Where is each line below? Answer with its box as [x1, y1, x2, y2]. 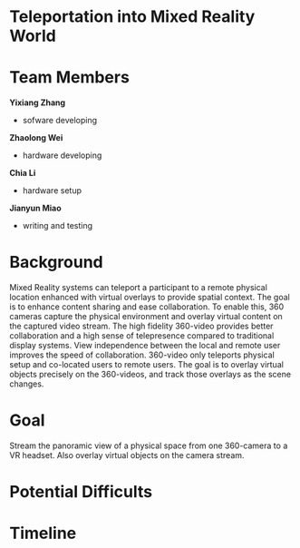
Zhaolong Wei [9, 132, 63, 143]
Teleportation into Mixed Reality [9, 6, 256, 27]
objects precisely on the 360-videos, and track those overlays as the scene [9, 369, 292, 380]
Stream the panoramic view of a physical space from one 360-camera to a [9, 440, 288, 451]
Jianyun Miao [9, 202, 62, 214]
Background [9, 252, 103, 273]
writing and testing [22, 220, 93, 231]
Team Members [9, 67, 130, 88]
